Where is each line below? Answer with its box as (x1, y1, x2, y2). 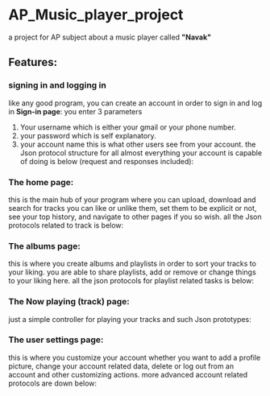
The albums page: (8, 240, 81, 251)
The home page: (8, 176, 74, 188)
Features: (8, 56, 58, 69)
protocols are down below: (8, 378, 98, 388)
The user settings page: (8, 334, 104, 345)
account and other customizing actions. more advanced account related (8, 369, 248, 379)
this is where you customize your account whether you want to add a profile (8, 353, 261, 362)
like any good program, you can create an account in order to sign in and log (8, 98, 263, 108)
